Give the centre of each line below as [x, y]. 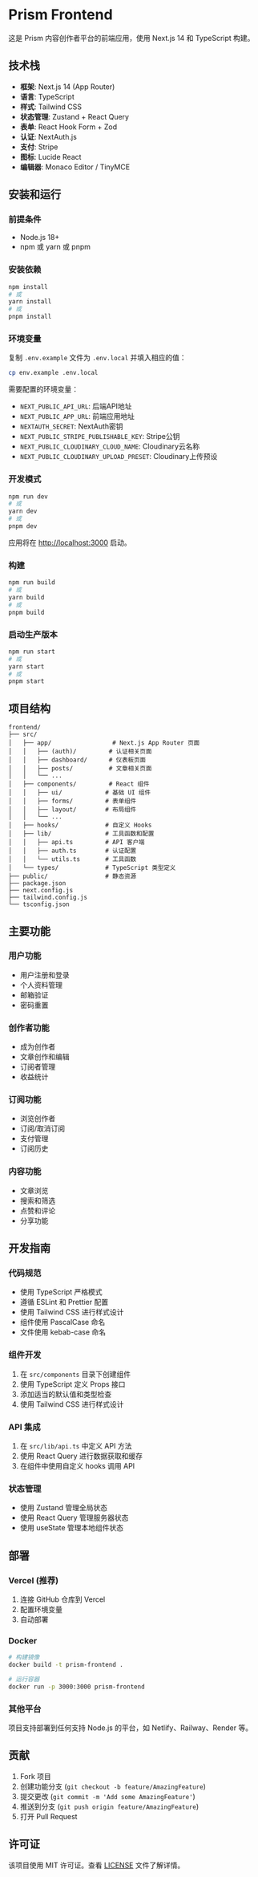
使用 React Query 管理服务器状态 [74, 1517]
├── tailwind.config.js [48, 898]
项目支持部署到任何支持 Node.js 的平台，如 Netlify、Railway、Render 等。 [131, 1728]
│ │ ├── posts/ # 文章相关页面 [80, 769]
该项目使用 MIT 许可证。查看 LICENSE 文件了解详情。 [97, 1865]
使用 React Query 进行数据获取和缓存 [81, 1456]
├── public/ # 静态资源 [73, 876]
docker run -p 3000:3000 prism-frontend [77, 1687]
